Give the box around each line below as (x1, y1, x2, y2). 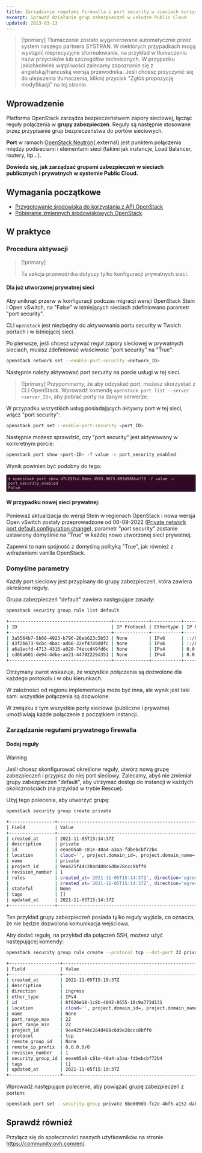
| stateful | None (6, 886, 71, 892)
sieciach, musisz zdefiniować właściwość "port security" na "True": (6, 346, 174, 353)
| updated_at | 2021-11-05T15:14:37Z (6, 897, 114, 903)
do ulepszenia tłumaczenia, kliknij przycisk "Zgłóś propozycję (20, 75, 174, 82)
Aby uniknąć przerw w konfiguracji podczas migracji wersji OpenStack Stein (6, 297, 195, 304)
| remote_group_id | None (6, 1039, 77, 1045)
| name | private (6, 858, 79, 864)
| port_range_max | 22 (6, 1016, 71, 1022)
